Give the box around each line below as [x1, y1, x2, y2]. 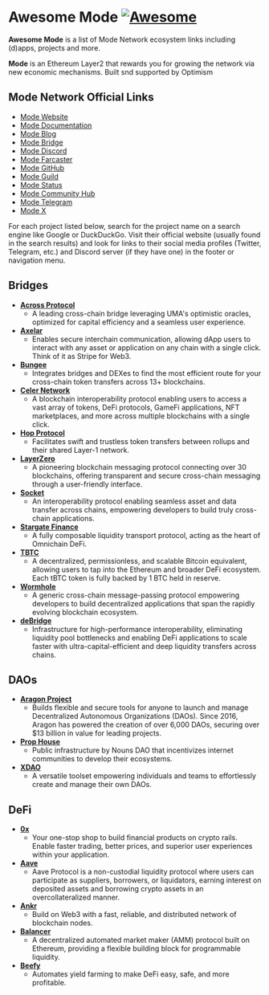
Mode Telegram [19, 197, 73, 206]
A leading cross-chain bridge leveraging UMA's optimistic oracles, [31, 308, 251, 318]
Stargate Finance [19, 522, 79, 532]
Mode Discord [19, 145, 67, 156]
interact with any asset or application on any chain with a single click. [31, 342, 262, 353]
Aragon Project [19, 695, 72, 704]
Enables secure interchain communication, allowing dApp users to [31, 334, 251, 344]
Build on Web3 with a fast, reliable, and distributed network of [31, 910, 237, 920]
